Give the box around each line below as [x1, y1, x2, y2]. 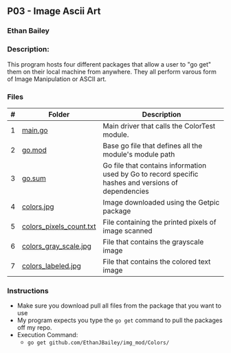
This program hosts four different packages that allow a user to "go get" [7, 60, 212, 68]
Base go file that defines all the [102, 141, 203, 150]
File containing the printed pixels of [102, 217, 217, 227]
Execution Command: [16, 331, 78, 339]
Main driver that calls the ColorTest [102, 121, 216, 130]
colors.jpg [21, 202, 54, 212]
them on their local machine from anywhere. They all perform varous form [7, 67, 217, 76]
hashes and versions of [102, 178, 179, 187]
